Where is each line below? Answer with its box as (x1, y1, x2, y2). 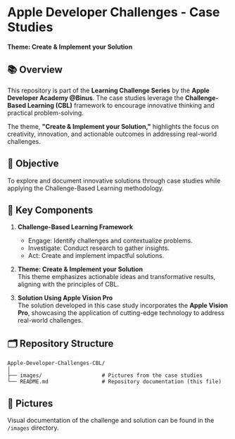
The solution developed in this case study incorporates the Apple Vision (17, 301, 229, 310)
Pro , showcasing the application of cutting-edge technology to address (17, 309, 225, 317)
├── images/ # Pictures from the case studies (7, 372, 203, 379)
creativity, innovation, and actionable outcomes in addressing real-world (7, 130, 217, 138)
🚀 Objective (7, 158, 59, 170)
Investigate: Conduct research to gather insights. (27, 244, 170, 252)
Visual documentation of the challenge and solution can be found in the (7, 416, 215, 424)
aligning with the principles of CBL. (17, 280, 120, 289)
